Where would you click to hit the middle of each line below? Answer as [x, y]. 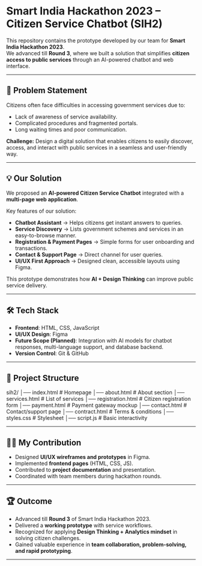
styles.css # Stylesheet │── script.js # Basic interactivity [77, 418]
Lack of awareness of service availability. [66, 117]
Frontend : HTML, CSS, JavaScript [57, 328]
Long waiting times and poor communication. [71, 129]
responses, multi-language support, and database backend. [89, 347]
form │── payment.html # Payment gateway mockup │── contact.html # [97, 405]
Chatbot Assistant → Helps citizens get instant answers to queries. [98, 222]
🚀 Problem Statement [47, 90]
